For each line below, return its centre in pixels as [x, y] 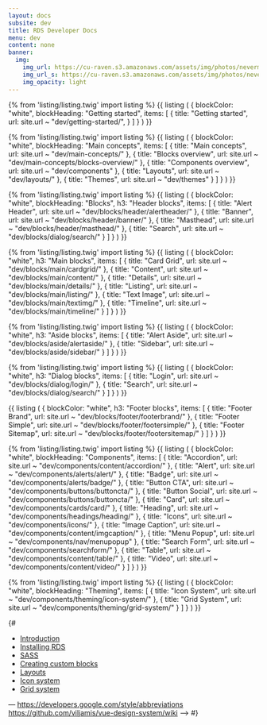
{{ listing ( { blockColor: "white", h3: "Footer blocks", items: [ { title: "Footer [130, 408]
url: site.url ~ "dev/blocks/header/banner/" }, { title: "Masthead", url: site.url [131, 220]
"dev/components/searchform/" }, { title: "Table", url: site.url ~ [110, 550]
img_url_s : [41, 75]
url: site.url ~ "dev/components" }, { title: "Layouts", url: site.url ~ [114, 171]
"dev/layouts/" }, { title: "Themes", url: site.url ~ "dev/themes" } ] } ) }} [122, 179]
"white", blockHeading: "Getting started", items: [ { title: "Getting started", [128, 113]
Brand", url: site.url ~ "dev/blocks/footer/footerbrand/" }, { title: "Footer [124, 416]
